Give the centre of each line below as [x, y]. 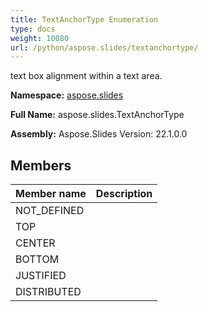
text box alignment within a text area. [86, 76]
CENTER [35, 243]
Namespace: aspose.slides [67, 95]
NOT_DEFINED [50, 211]
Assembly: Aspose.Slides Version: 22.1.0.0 [99, 134]
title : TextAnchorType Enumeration [84, 19]
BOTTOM [37, 259]
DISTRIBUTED [48, 292]
